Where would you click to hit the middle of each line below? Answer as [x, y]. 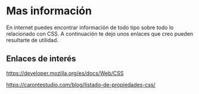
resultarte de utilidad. [32, 40]
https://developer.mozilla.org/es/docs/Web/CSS [65, 73]
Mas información [49, 11]
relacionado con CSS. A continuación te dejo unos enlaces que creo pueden [100, 33]
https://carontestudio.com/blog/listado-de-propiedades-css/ [81, 84]
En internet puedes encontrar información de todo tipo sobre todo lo [90, 27]
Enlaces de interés [41, 59]
